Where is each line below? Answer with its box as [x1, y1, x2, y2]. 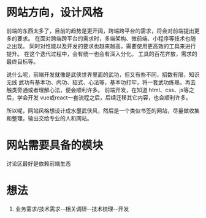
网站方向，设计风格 [6, 6, 104, 20]
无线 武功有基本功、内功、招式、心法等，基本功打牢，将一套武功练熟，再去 [6, 78, 196, 86]
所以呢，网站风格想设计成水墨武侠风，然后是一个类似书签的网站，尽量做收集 [6, 107, 200, 114]
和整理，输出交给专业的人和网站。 [6, 114, 93, 122]
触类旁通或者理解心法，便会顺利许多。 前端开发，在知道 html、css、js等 [6, 86, 189, 93]
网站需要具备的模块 [6, 139, 104, 152]
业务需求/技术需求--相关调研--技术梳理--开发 [15, 205, 129, 212]
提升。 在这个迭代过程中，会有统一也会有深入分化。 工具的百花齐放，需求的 [6, 50, 197, 57]
